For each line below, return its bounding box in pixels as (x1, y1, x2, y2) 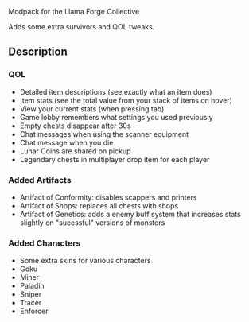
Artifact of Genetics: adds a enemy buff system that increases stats (19, 209, 241, 219)
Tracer (19, 298, 42, 308)
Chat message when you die (19, 138, 114, 147)
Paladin (19, 281, 45, 291)
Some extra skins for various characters (19, 256, 151, 266)
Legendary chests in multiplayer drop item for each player (19, 154, 210, 164)
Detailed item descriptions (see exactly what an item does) (19, 87, 212, 96)
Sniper (19, 289, 42, 299)
